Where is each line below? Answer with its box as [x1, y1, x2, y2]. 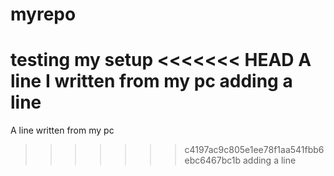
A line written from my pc [10, 124, 115, 137]
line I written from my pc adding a [10, 70, 293, 93]
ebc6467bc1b [184, 154, 242, 167]
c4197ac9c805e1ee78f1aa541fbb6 [184, 144, 325, 156]
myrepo [10, 3, 77, 26]
